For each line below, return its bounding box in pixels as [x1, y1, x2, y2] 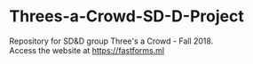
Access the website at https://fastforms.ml [9, 44, 165, 55]
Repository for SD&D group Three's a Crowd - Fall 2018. [9, 36, 214, 46]
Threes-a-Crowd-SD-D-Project [9, 6, 244, 27]
